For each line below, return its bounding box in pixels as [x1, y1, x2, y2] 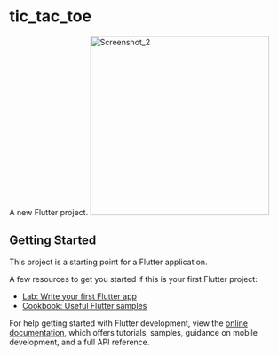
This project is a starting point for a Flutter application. [9, 256, 208, 267]
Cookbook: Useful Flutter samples [21, 300, 147, 311]
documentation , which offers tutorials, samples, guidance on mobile [9, 327, 258, 337]
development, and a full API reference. [9, 336, 150, 347]
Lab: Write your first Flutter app [21, 291, 138, 302]
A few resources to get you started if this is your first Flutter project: [9, 273, 258, 284]
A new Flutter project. [9, 206, 89, 217]
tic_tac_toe [9, 6, 91, 27]
